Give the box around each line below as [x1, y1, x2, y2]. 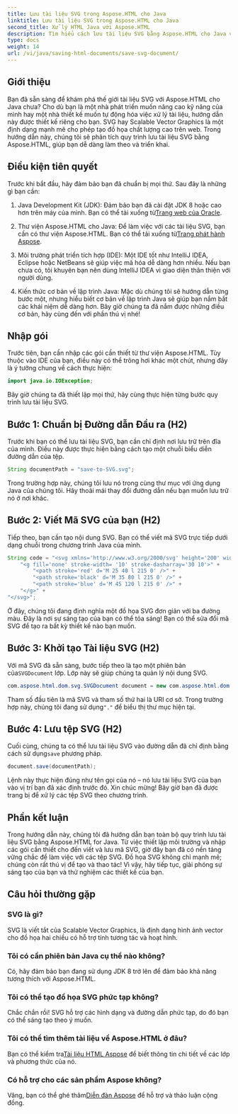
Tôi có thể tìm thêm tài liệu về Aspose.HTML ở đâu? [7, 1033, 188, 1043]
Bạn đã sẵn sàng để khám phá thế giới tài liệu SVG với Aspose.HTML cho [7, 95, 221, 103]
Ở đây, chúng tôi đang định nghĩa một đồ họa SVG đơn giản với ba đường [7, 606, 221, 615]
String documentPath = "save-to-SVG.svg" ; [7, 466, 135, 473]
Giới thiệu [7, 76, 51, 89]
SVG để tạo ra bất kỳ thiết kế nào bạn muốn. [7, 621, 137, 630]
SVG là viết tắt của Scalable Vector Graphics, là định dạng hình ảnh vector [7, 926, 224, 934]
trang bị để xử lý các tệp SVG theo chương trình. [7, 791, 149, 800]
